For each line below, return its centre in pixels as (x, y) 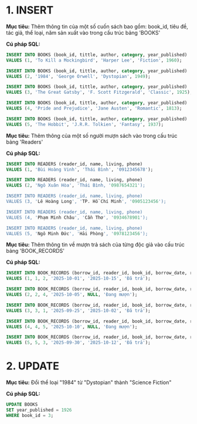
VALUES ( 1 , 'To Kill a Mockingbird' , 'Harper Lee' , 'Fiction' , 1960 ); (94, 60)
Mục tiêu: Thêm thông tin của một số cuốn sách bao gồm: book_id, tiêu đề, (97, 26)
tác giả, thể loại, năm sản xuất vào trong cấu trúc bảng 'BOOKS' (83, 32)
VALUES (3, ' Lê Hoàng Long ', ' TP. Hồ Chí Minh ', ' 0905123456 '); (86, 202)
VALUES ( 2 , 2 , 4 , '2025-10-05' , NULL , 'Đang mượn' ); (72, 295)
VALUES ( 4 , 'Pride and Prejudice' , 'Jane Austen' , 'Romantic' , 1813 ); (94, 108)
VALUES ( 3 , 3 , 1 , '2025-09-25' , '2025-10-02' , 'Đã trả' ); (78, 311)
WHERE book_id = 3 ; (30, 415)
